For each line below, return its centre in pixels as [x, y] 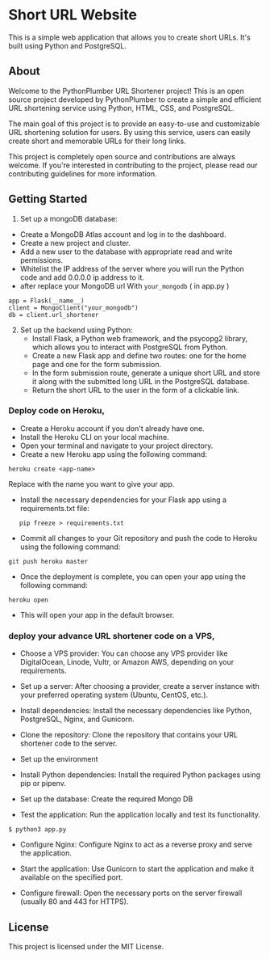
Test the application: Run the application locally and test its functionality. [140, 815]
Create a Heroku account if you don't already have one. [112, 428]
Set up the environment [59, 759]
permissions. [41, 260]
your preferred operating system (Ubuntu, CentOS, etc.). [114, 695]
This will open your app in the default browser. [97, 615]
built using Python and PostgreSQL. [67, 45]
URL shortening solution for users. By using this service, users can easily [130, 132]
